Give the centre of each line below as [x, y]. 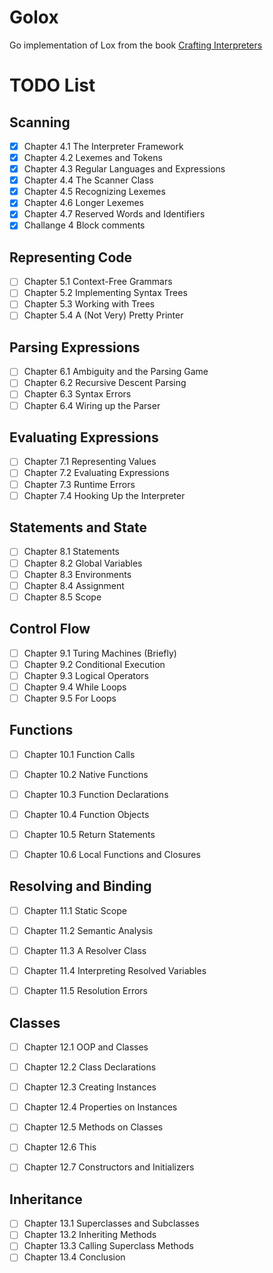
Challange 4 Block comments [84, 225]
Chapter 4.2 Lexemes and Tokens [93, 157]
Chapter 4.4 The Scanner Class [88, 180]
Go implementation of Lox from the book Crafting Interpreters [136, 45]
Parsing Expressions [75, 347]
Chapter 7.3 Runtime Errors [79, 484]
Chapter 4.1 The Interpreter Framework [103, 146]
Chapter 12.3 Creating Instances [90, 1087]
